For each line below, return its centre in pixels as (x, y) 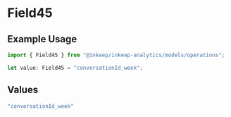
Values (23, 90)
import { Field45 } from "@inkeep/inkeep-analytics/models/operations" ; (116, 55)
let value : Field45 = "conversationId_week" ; (75, 68)
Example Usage (42, 39)
